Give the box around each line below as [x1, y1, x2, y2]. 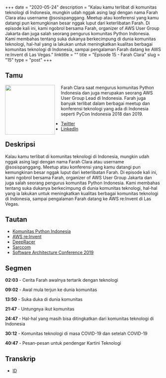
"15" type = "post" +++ [5, 57, 53, 63]
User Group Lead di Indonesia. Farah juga [61, 95, 146, 101]
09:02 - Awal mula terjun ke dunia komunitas [5, 287, 98, 293]
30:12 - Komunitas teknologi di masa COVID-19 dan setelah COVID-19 [5, 330, 148, 337]
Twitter [61, 120, 75, 126]
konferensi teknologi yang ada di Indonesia [61, 105, 149, 111]
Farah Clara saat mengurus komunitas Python [61, 84, 155, 90]
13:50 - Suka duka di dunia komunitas [5, 297, 83, 302]
